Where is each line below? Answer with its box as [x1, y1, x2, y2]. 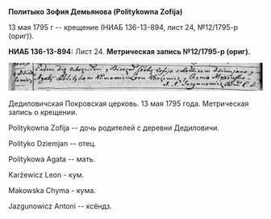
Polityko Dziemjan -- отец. [8, 138, 97, 148]
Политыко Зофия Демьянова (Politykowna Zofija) [8, 7, 183, 16]
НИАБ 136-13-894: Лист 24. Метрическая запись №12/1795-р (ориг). [8, 47, 251, 56]
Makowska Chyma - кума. [8, 185, 97, 195]
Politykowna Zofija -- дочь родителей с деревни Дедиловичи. [8, 123, 219, 133]
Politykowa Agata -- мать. [8, 154, 96, 164]
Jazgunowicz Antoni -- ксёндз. [8, 201, 113, 211]
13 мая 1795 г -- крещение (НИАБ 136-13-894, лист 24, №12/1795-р [8, 23, 239, 32]
